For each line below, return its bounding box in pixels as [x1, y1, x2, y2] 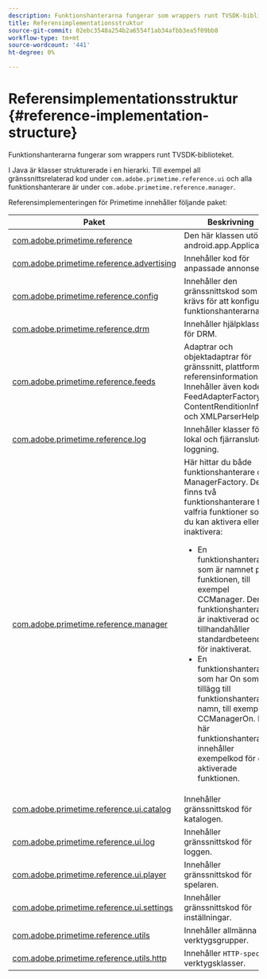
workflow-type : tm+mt [8, 33, 80, 42]
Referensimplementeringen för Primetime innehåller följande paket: [8, 197, 228, 207]
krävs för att [184, 295, 229, 306]
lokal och [184, 433, 219, 445]
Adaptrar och [184, 341, 234, 352]
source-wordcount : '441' [8, 41, 91, 49]
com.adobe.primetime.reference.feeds [12, 375, 157, 387]
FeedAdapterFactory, [184, 390, 264, 402]
